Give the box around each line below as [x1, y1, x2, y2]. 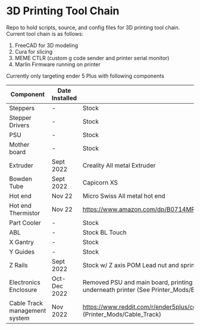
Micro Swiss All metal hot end [82, 192, 165, 200]
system [9, 314, 30, 322]
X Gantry [9, 238, 35, 246]
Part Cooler [9, 219, 42, 227]
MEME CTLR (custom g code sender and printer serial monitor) [14, 54, 170, 61]
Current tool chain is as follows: [6, 30, 84, 37]
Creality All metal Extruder [82, 161, 156, 169]
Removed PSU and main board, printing [82, 278, 193, 287]
